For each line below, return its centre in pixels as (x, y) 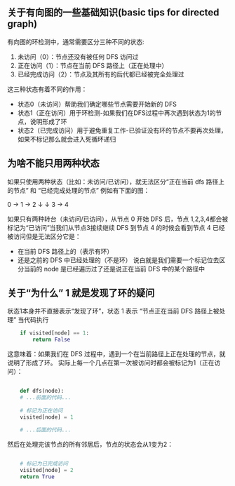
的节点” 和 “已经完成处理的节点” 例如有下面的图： (79, 190)
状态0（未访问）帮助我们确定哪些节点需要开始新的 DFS (97, 104)
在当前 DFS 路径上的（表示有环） (65, 251)
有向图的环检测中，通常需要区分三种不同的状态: (76, 41)
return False (52, 340)
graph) (22, 24)
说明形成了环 (48, 121)
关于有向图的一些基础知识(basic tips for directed (113, 13)
